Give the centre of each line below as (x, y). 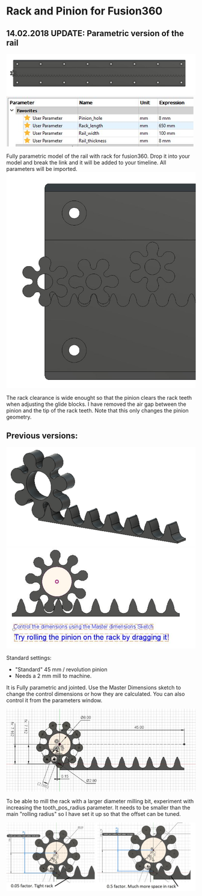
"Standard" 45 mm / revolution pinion (61, 670)
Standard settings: (29, 658)
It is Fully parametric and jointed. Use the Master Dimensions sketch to (94, 688)
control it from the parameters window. (54, 700)
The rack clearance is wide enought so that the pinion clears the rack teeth (99, 397)
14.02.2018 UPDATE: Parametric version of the (95, 33)
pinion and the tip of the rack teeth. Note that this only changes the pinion (98, 410)
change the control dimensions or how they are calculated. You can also (96, 694)
